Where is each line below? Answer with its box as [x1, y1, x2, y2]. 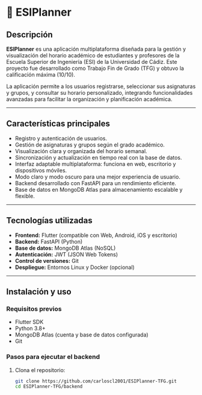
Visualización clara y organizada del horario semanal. [14, 147, 147, 154]
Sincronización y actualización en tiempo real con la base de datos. [14, 154, 182, 161]
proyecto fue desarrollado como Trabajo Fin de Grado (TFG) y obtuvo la [6, 65, 185, 72]
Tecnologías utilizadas [6, 215, 93, 226]
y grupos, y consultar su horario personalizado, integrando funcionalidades [6, 89, 193, 96]
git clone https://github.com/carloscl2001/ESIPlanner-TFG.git [14, 378, 177, 384]
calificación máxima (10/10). [6, 71, 75, 78]
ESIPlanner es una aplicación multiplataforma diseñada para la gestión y [6, 45, 186, 52]
